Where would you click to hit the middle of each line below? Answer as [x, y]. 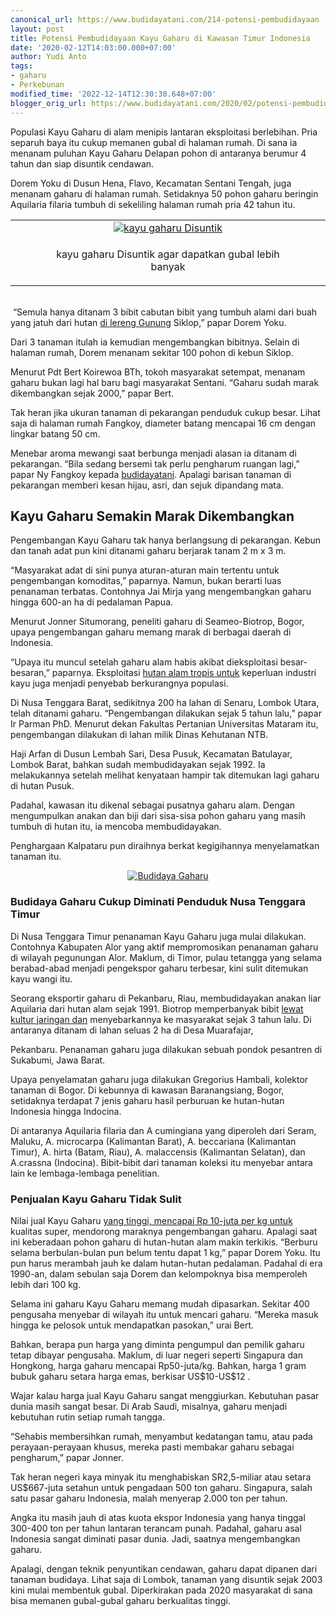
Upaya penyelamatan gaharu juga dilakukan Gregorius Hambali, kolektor [159, 1079]
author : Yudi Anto [48, 57]
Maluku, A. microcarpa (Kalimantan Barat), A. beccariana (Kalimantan [153, 1141]
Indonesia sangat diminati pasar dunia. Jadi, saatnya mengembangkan [155, 1538]
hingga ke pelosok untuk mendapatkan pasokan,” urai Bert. [132, 1325]
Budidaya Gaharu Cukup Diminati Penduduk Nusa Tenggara [158, 902]
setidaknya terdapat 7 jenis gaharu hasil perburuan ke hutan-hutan [147, 1100]
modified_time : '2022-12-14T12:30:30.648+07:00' [113, 94]
